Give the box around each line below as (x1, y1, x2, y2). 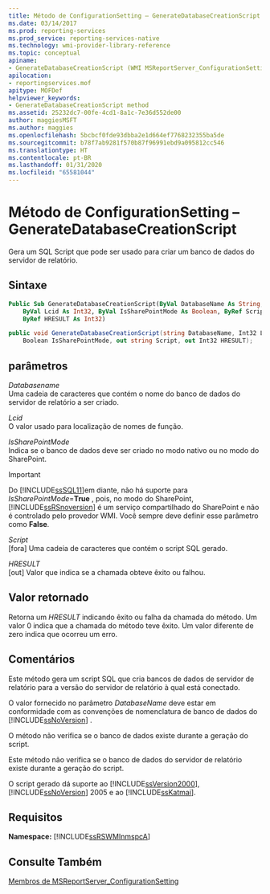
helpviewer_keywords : (8, 94, 81, 102)
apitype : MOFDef (8, 86, 63, 95)
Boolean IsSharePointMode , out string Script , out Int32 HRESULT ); (22, 337, 253, 345)
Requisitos (8, 810, 63, 824)
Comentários (8, 652, 76, 667)
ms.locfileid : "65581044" (8, 169, 95, 177)
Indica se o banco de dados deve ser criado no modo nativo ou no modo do (8, 445, 260, 455)
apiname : (8, 57, 38, 65)
